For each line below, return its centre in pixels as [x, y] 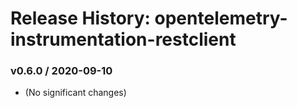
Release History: [80, 18]
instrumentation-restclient [123, 39]
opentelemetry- [221, 18]
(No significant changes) [75, 93]
